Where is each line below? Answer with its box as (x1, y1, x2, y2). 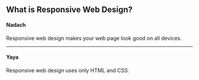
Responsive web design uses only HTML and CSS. (6, 66, 130, 73)
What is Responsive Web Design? (6, 5, 133, 15)
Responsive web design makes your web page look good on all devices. (6, 34, 182, 41)
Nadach (6, 21, 26, 28)
